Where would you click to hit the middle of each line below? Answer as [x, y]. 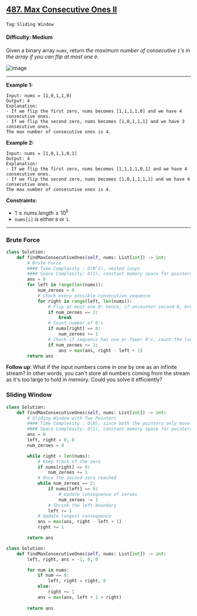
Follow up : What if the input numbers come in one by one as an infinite [91, 367]
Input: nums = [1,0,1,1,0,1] [42, 154]
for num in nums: [48, 570]
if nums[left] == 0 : [73, 489]
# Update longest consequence [74, 516]
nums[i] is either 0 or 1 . [42, 219]
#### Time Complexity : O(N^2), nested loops [84, 268]
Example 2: [20, 143]
